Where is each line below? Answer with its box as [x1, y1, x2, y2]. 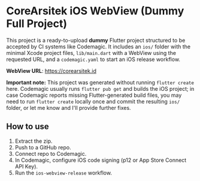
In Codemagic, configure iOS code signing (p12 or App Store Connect [14, 157, 187, 164]
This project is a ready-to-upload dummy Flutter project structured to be [6, 36, 186, 44]
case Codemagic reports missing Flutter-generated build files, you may [6, 91, 182, 99]
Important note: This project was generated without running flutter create [6, 79, 195, 86]
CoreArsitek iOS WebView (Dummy [6, 4, 184, 18]
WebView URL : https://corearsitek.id [6, 67, 97, 74]
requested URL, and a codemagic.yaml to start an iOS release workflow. [6, 56, 181, 63]
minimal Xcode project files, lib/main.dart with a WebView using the [6, 49, 177, 56]
